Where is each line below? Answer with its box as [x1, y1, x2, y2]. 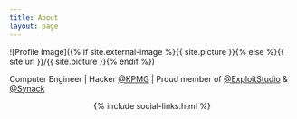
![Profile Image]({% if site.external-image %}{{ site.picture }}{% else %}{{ [9, 46, 285, 57]
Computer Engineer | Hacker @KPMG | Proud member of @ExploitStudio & [9, 73, 288, 84]
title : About [9, 13, 59, 23]
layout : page [9, 22, 59, 31]
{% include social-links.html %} [93, 100, 211, 111]
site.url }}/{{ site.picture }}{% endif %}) [9, 56, 156, 67]
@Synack [9, 83, 45, 94]
